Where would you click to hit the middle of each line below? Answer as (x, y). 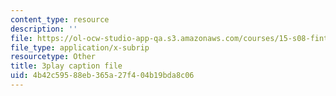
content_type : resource (60, 19)
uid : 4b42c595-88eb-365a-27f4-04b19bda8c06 (102, 76)
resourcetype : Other (53, 57)
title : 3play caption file (66, 66)
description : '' (44, 29)
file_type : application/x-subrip (80, 47)
